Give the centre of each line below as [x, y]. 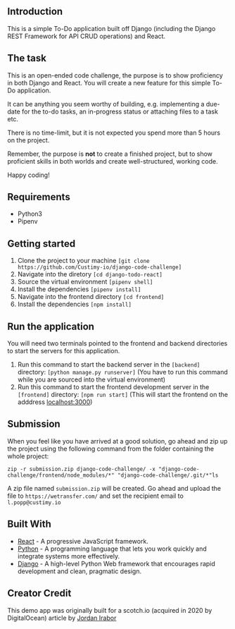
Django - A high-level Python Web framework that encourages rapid [116, 563]
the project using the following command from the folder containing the [111, 448]
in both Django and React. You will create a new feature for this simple [109, 83]
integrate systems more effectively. [69, 556]
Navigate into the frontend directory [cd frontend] [91, 297]
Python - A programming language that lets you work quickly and [112, 549]
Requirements [39, 197]
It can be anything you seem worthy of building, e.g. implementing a [106, 104]
